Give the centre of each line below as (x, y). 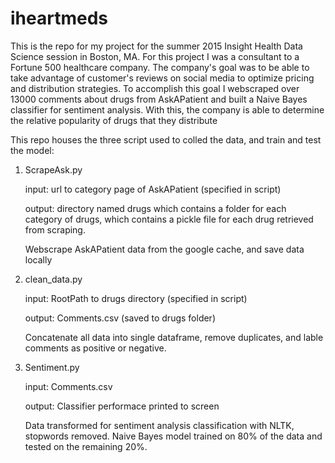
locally (38, 259)
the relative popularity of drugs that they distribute (114, 120)
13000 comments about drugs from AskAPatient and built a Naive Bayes (159, 99)
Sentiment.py (52, 367)
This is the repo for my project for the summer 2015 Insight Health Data (156, 46)
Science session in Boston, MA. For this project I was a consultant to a (155, 56)
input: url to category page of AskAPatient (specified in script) (153, 189)
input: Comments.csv (68, 386)
